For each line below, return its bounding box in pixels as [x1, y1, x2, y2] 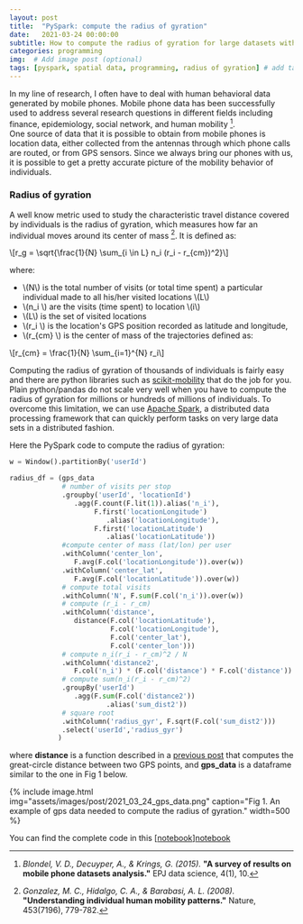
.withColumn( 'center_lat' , [61, 565, 164, 575]
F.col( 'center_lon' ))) [109, 641, 196, 650]
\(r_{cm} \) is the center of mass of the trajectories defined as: [22, 330, 254, 341]
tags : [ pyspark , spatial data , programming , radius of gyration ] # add [9, 64, 284, 73]
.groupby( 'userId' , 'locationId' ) [61, 490, 192, 500]
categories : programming [9, 47, 103, 56]
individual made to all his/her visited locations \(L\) [22, 292, 210, 303]
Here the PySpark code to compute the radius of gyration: [9, 440, 225, 451]
